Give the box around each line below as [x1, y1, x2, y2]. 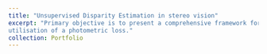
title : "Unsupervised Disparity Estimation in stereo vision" [8, 11, 219, 20]
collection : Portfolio [8, 33, 83, 42]
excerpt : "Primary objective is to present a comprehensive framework [8, 19, 247, 27]
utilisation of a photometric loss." [8, 26, 133, 34]
